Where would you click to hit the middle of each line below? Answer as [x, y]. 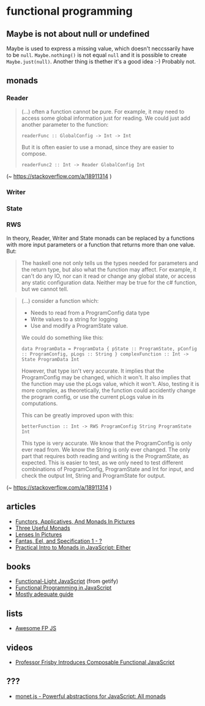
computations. [39, 403]
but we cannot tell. [45, 289]
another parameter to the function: [65, 124]
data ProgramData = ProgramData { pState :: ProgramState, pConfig [109, 349]
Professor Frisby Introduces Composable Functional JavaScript [95, 663]
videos [20, 648]
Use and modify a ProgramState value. [79, 325]
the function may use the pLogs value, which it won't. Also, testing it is [110, 384]
